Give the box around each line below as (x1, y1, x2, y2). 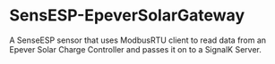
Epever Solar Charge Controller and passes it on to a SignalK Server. (9, 44, 262, 54)
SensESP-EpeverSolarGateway (9, 5, 245, 26)
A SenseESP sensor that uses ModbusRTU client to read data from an (9, 35, 267, 45)
